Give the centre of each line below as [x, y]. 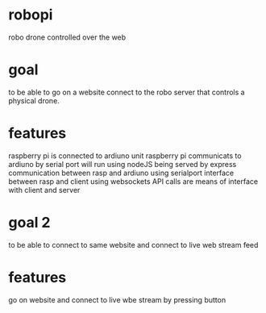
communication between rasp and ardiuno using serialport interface [121, 173]
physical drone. [34, 100]
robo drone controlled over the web [67, 37]
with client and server [44, 190]
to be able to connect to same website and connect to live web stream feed [133, 244]
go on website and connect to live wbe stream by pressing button [117, 299]
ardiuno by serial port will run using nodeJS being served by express [123, 164]
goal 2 [29, 223]
